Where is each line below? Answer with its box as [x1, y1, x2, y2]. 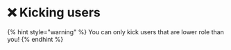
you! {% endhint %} [7, 35, 64, 43]
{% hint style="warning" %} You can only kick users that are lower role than [7, 27, 224, 36]
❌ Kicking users [7, 5, 101, 21]
